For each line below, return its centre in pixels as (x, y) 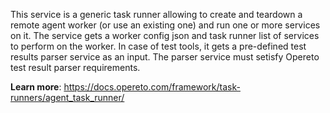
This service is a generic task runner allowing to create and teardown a (156, 14)
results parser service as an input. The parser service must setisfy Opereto (165, 57)
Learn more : (36, 87)
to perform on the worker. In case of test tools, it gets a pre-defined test (158, 46)
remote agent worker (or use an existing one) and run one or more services (165, 25)
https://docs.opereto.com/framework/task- (152, 87)
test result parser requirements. (75, 67)
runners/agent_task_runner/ (67, 97)
